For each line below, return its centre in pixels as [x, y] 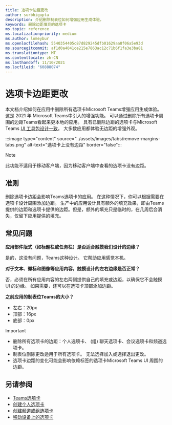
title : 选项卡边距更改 [27, 10]
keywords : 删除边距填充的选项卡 [36, 24]
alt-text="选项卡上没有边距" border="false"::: [74, 145]
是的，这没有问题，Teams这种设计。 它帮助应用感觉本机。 [67, 258]
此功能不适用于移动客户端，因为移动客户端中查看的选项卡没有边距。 [77, 166]
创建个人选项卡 [28, 404]
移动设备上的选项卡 [33, 417]
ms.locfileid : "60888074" [33, 67]
